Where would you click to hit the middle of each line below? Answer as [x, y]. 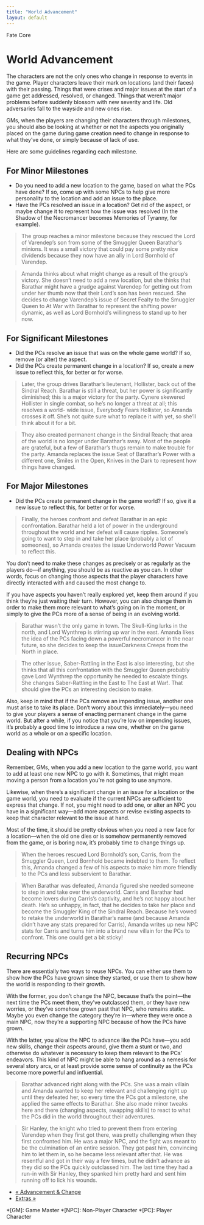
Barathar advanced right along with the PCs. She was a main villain [105, 1084]
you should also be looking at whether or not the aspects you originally [95, 127]
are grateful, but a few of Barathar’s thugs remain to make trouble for [107, 448]
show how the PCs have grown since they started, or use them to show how [102, 977]
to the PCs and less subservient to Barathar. [76, 874]
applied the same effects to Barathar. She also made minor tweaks [104, 1103]
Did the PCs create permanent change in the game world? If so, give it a [105, 500]
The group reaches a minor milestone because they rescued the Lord [108, 236]
